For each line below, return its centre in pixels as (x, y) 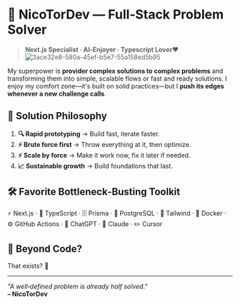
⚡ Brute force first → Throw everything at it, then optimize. (104, 144)
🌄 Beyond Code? (45, 249)
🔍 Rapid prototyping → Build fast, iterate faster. (89, 133)
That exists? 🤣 (28, 266)
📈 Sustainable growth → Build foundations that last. (95, 166)
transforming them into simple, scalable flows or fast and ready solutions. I (117, 78)
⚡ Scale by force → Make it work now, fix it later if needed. (104, 155)
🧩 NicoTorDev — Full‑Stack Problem (115, 15)
